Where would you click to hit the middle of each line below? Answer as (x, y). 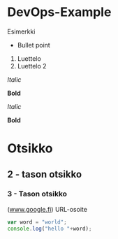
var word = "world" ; (37, 222)
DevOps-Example (59, 12)
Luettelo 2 (32, 66)
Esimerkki (21, 31)
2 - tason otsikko (45, 174)
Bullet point (34, 45)
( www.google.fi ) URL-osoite (47, 209)
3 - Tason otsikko (37, 194)
